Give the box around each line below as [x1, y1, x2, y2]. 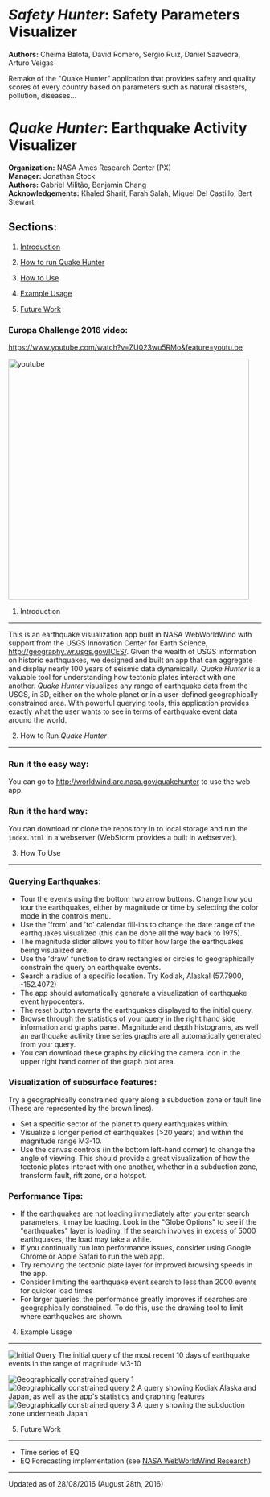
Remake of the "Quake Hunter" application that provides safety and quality [8, 73, 256, 83]
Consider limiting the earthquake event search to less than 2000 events [19, 1277, 257, 1287]
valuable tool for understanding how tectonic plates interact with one [8, 672, 236, 682]
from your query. [19, 1039, 76, 1049]
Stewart [8, 197, 35, 206]
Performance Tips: [8, 1191, 84, 1202]
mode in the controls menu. [19, 910, 112, 920]
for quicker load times [19, 1286, 93, 1296]
